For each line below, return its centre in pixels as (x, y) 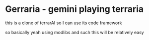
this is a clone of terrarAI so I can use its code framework (64, 23)
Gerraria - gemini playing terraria (74, 9)
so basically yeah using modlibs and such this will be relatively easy (74, 32)
